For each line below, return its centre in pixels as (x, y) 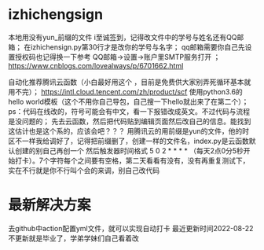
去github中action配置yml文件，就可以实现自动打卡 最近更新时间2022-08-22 (131, 228)
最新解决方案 (50, 205)
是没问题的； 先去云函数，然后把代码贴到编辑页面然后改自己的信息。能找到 (130, 121)
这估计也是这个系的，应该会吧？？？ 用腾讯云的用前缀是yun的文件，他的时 (129, 131)
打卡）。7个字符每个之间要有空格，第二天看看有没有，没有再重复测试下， (132, 160)
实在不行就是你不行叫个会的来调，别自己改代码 (84, 170)
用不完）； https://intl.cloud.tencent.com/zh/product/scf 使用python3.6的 (126, 91)
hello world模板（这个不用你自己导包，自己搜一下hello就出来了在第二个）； (128, 101)
